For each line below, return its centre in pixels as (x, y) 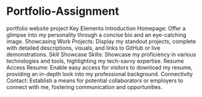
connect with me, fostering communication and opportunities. (84, 87)
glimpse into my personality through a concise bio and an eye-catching (96, 34)
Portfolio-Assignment (63, 11)
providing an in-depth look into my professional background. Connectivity (100, 74)
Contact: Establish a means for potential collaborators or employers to (95, 80)
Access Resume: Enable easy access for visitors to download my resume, (99, 67)
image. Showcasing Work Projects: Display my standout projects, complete (101, 41)
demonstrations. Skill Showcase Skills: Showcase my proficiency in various (101, 54)
